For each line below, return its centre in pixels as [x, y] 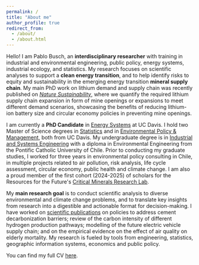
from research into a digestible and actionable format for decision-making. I [99, 206]
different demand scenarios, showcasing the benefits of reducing [86, 107]
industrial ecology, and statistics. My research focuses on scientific [89, 69]
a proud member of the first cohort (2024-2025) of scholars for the [89, 175]
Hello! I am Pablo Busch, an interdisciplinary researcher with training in [94, 56]
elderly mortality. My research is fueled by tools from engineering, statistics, [100, 238]
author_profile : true [33, 23]
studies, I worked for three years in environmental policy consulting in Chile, [99, 156]
